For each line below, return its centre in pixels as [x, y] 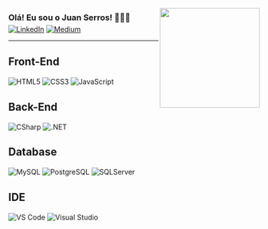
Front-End [34, 62]
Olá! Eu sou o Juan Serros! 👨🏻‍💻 [69, 18]
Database [33, 152]
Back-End [33, 107]
